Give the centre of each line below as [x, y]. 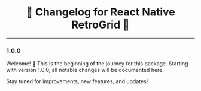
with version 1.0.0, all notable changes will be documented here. [85, 70]
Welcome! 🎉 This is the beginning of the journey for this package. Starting [97, 64]
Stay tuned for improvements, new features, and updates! [77, 81]
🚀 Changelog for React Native [100, 12]
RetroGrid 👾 [100, 25]
